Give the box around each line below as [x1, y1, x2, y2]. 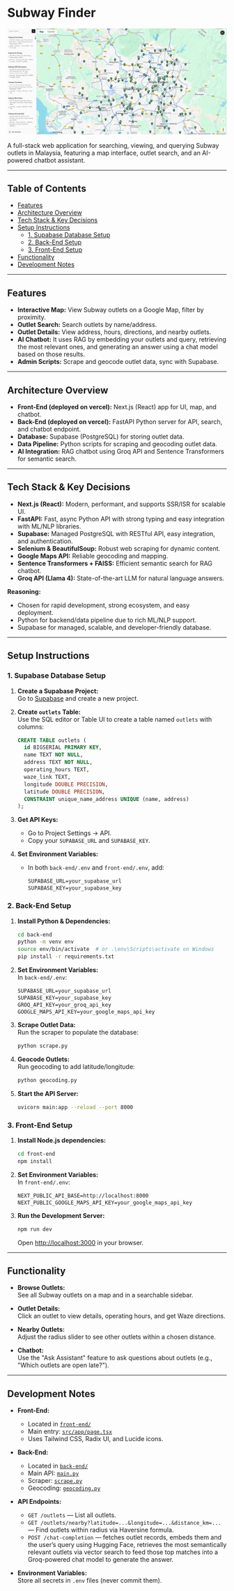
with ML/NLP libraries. [17, 522, 81, 531]
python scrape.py [17, 1042, 68, 1050]
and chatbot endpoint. [17, 425, 81, 434]
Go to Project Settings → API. [27, 829, 112, 837]
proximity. [17, 313, 47, 321]
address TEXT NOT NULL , [24, 759, 93, 766]
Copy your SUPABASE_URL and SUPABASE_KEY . [27, 837, 151, 845]
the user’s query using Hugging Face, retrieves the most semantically [27, 1541, 227, 1549]
